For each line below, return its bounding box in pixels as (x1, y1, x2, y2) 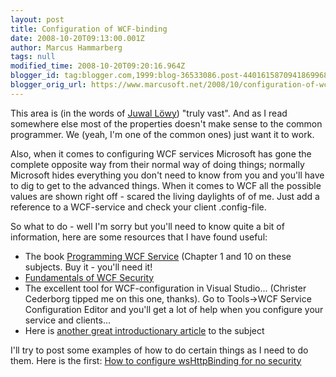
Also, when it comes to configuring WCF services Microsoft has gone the (10, 147, 312, 160)
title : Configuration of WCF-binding (10, 24, 168, 34)
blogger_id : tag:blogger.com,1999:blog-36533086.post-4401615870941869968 (10, 71, 329, 81)
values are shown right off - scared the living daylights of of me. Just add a (10, 190, 320, 202)
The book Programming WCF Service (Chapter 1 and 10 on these (24, 250, 292, 262)
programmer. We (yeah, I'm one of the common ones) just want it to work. (10, 128, 315, 140)
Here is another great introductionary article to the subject (24, 324, 265, 336)
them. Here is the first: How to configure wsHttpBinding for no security (10, 354, 302, 366)
